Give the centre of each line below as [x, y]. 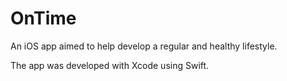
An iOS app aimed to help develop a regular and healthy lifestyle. [144, 46]
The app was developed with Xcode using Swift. [110, 65]
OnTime [43, 18]
